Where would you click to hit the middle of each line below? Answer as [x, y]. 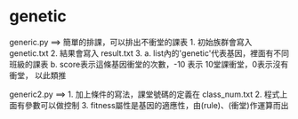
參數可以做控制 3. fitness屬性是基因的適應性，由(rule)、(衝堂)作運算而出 [157, 105]
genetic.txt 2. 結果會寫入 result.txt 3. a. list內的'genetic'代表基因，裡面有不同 [149, 53]
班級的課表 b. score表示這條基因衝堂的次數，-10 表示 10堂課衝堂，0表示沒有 [149, 64]
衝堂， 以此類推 [38, 75]
